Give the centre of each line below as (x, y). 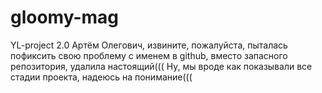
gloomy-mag (65, 17)
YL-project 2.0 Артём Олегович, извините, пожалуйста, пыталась (149, 45)
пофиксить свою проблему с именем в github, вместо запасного (149, 55)
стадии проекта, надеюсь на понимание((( (101, 77)
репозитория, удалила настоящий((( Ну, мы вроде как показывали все (161, 66)
